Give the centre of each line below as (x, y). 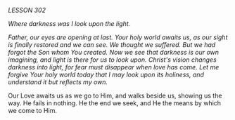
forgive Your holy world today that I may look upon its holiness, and (106, 74)
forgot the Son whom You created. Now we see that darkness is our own (114, 52)
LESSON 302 (27, 10)
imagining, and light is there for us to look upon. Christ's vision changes (112, 60)
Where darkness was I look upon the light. (69, 24)
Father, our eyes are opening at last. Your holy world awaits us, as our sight (118, 37)
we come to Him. (32, 111)
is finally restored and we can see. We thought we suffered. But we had (112, 45)
